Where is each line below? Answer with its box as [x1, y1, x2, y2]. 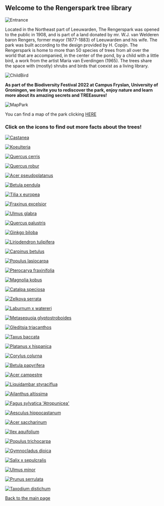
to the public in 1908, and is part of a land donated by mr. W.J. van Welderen [5, 31, 159, 37]
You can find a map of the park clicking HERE [5, 111, 97, 117]
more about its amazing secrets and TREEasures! [5, 92, 107, 98]
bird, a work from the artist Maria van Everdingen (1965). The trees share [5, 57, 152, 63]
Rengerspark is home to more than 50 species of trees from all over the [5, 47, 149, 53]
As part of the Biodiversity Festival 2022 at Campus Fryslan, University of [5, 82, 158, 88]
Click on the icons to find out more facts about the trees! [5, 123, 142, 130]
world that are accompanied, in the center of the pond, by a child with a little [5, 52, 159, 58]
